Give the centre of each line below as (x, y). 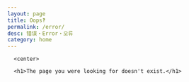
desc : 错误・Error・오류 (40, 33)
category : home (30, 40)
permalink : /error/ (36, 27)
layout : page (27, 14)
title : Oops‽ (27, 20)
